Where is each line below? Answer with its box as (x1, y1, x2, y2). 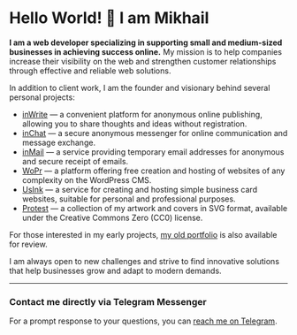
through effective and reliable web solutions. (9, 65, 171, 76)
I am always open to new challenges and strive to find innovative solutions (9, 255, 280, 266)
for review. (9, 239, 48, 249)
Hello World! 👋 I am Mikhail (9, 8, 209, 28)
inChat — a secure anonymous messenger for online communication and (21, 127, 288, 138)
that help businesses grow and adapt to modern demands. (9, 265, 223, 276)
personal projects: (9, 92, 75, 103)
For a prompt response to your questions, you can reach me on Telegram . (9, 316, 278, 326)
